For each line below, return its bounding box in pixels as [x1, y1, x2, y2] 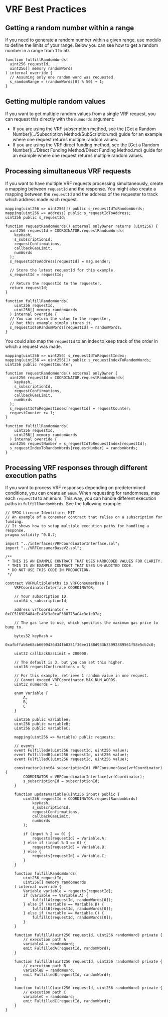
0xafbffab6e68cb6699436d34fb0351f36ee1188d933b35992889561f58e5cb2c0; [5, 642, 156, 648]
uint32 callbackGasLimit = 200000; [14, 651, 89, 657]
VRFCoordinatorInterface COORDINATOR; [14, 585, 95, 590]
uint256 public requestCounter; [5, 362, 73, 367]
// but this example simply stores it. [10, 320, 93, 325]
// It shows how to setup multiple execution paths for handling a [5, 524, 149, 529]
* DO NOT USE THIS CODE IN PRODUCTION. [7, 568, 91, 573]
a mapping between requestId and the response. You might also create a [5, 186, 156, 192]
